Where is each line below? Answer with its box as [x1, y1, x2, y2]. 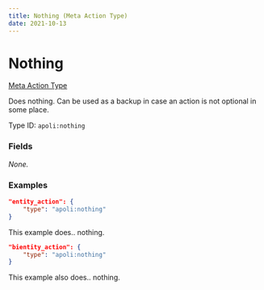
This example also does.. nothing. [8, 272, 121, 283]
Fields [8, 141, 33, 152]
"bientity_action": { [8, 243, 82, 251]
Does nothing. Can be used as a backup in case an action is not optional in [8, 96, 257, 106]
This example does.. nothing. [8, 227, 105, 237]
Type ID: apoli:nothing [8, 120, 86, 130]
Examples [8, 179, 48, 191]
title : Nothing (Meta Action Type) [8, 11, 128, 20]
